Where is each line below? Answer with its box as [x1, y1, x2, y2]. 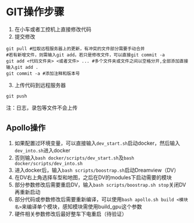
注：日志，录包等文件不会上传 [6, 104, 77, 111]
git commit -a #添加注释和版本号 [6, 71, 80, 76]
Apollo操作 [6, 123, 46, 133]
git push [6, 93, 27, 99]
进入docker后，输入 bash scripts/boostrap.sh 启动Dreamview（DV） [14, 166, 179, 173]
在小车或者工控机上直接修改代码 [14, 26, 91, 33]
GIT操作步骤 [6, 5, 65, 19]
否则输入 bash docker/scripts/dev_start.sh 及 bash [14, 154, 135, 161]
